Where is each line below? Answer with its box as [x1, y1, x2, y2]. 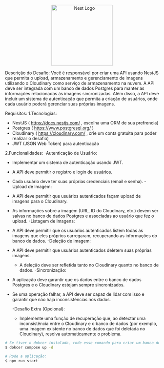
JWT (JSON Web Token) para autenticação [12, 141, 99, 146]
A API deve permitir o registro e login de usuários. [12, 169, 112, 175]
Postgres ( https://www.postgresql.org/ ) [12, 125, 94, 131]
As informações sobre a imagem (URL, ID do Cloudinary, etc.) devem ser [12, 208, 159, 213]
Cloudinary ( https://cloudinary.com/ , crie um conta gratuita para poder [12, 130, 157, 136]
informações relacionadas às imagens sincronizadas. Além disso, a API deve [5, 91, 159, 96]
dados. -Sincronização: [19, 267, 67, 273]
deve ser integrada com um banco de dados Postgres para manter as [5, 85, 145, 91]
